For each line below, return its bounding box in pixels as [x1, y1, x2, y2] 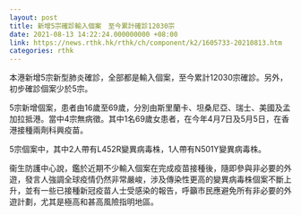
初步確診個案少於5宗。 [9, 83, 93, 94]
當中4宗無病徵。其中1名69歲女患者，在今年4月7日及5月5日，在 [47, 114, 282, 125]
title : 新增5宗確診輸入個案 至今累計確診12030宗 [9, 21, 176, 30]
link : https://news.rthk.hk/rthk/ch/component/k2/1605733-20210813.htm [9, 38, 282, 47]
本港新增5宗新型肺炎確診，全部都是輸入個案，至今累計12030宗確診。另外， [9, 73, 288, 83]
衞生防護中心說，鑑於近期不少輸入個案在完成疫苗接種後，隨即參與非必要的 [9, 163, 284, 174]
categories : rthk [9, 47, 74, 56]
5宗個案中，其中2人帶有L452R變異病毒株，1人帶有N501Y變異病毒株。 [9, 144, 267, 155]
